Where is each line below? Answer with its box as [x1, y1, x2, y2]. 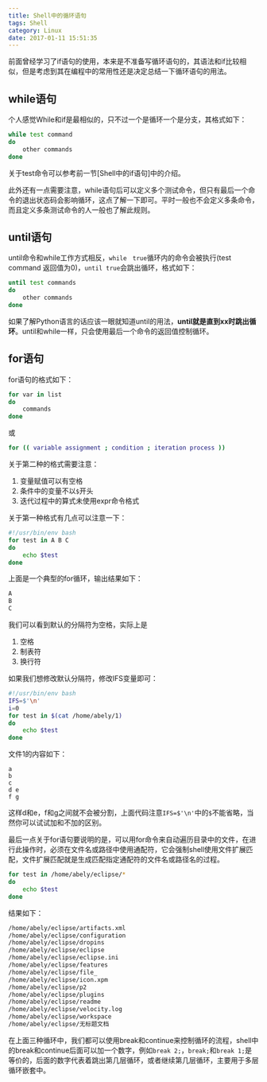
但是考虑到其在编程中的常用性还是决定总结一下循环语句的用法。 [21, 67, 231, 76]
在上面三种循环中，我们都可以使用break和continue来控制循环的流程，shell [8, 1035, 252, 1045]
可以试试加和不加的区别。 [21, 818, 106, 827]
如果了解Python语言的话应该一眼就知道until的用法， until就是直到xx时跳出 [8, 316, 250, 326]
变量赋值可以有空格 [19, 477, 83, 486]
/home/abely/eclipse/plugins [8, 991, 105, 998]
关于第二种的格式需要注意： [8, 459, 99, 469]
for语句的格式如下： [8, 375, 74, 384]
